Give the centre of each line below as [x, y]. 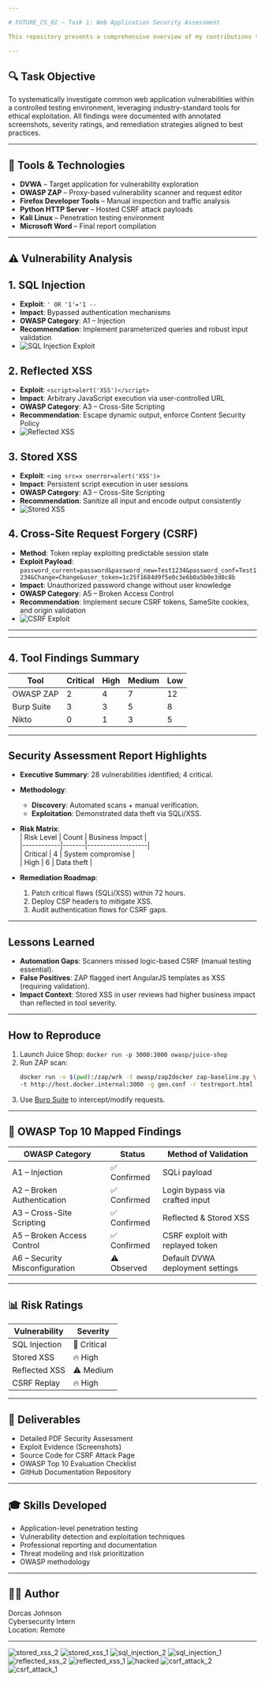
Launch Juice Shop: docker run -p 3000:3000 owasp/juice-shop [123, 1054]
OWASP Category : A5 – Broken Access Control [97, 593]
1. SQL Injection [47, 285]
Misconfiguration [44, 1267]
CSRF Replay [36, 1383]
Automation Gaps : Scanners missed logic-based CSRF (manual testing [135, 961]
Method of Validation [207, 1154]
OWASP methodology [55, 1562]
